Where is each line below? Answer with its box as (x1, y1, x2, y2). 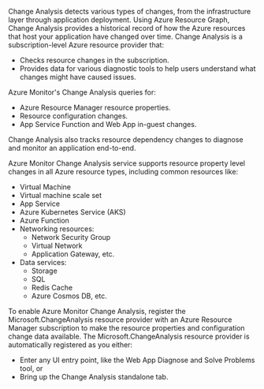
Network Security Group (31, 233, 111, 241)
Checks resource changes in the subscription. (19, 55, 169, 65)
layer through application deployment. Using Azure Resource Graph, (8, 15, 230, 24)
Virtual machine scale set (19, 191, 102, 200)
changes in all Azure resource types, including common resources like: (8, 167, 239, 176)
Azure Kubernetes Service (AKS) (19, 208, 126, 216)
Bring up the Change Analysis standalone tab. (19, 372, 169, 381)
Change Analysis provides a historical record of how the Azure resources (8, 24, 246, 32)
